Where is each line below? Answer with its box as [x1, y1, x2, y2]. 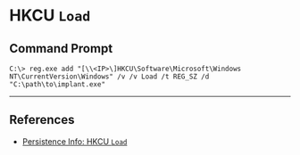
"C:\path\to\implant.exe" [9, 80, 105, 89]
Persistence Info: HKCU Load [21, 135, 128, 147]
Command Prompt [9, 41, 113, 56]
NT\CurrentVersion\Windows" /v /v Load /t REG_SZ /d [9, 72, 210, 81]
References [9, 112, 75, 127]
